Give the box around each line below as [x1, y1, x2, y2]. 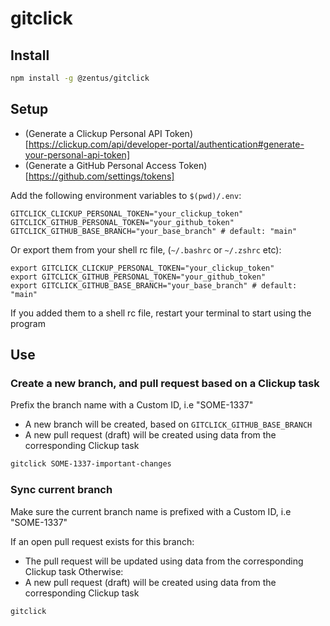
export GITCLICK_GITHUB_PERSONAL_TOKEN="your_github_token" [10, 272, 267, 282]
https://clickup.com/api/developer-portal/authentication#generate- [28, 138, 305, 150]
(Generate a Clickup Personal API [24, 127, 163, 139]
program [10, 317, 46, 329]
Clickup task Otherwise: [24, 565, 124, 577]
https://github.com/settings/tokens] [28, 170, 175, 182]
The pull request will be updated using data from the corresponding [24, 555, 304, 567]
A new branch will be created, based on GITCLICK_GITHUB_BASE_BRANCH [24, 418, 313, 431]
